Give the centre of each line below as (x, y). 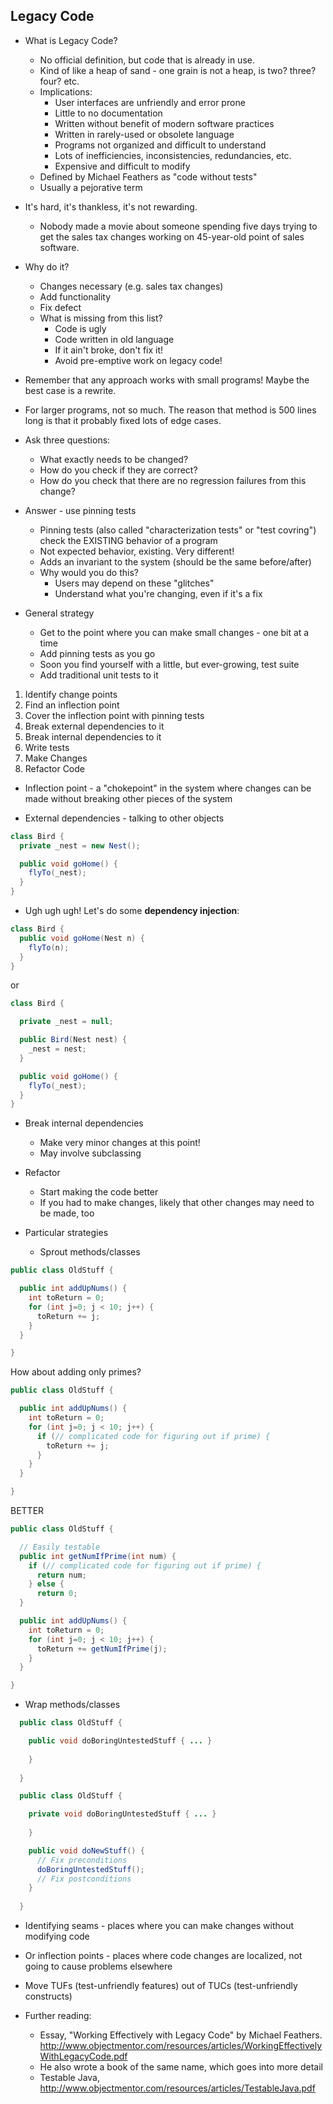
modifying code (57, 1936)
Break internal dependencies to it (93, 736)
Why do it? (47, 266)
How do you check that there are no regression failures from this (173, 480)
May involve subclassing (90, 1153)
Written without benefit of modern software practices (164, 123)
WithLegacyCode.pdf (83, 2056)
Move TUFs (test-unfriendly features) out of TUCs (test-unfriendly (161, 1986)
